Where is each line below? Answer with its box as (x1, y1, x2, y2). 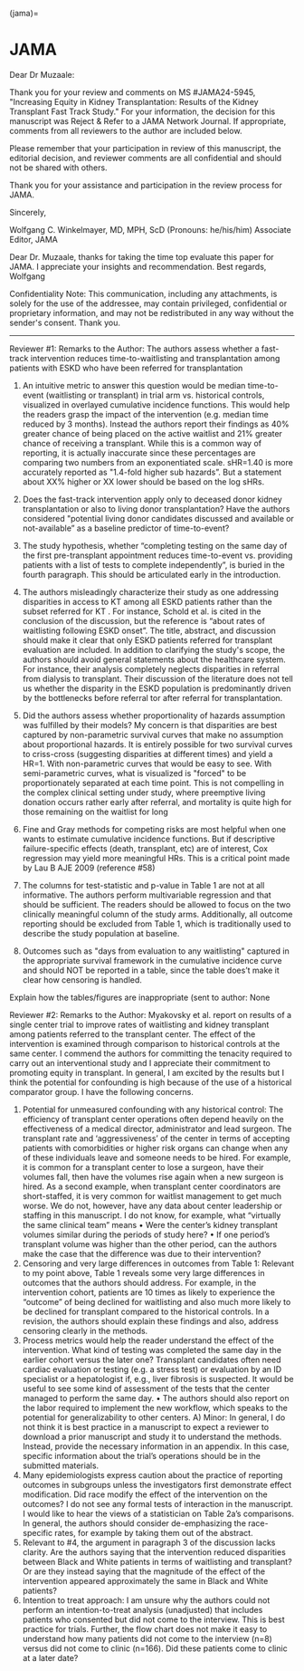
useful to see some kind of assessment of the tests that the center (22, 1383, 270, 1394)
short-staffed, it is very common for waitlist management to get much (22, 1190, 282, 1201)
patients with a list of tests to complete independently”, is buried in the (22, 559, 285, 570)
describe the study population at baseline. (22, 927, 180, 938)
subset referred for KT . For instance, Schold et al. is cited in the (22, 606, 261, 617)
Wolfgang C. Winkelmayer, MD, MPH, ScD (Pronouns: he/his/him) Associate (9, 224, 291, 235)
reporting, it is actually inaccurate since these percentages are (22, 447, 256, 458)
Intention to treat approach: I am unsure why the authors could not (22, 1594, 271, 1606)
